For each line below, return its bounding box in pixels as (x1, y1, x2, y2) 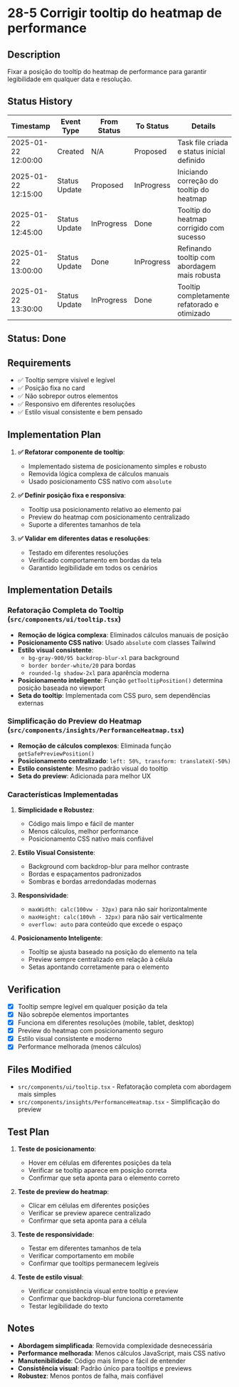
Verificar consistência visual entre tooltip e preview (28, 1287, 179, 1295)
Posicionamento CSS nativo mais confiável (28, 834, 154, 843)
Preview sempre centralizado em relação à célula (28, 956, 173, 964)
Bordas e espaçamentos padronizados (28, 870, 142, 879)
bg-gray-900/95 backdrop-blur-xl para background (28, 653, 180, 661)
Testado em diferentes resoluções (28, 548, 129, 557)
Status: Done (7, 333, 66, 345)
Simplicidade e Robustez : (17, 806, 95, 815)
